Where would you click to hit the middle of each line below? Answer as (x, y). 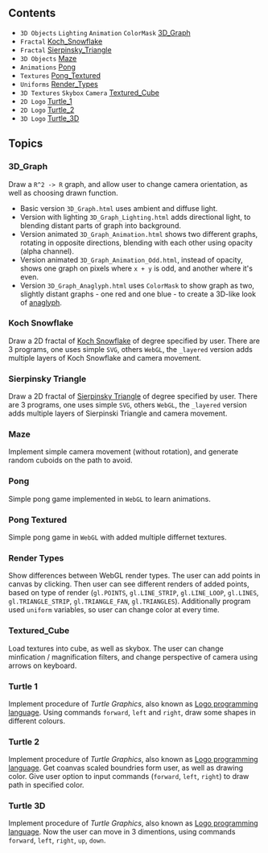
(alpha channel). (47, 251)
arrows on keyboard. (43, 665)
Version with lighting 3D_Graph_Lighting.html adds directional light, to (135, 217)
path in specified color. (46, 785)
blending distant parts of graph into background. (101, 226)
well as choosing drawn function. (63, 193)
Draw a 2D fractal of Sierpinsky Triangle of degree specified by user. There (133, 396)
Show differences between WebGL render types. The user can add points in (134, 576)
